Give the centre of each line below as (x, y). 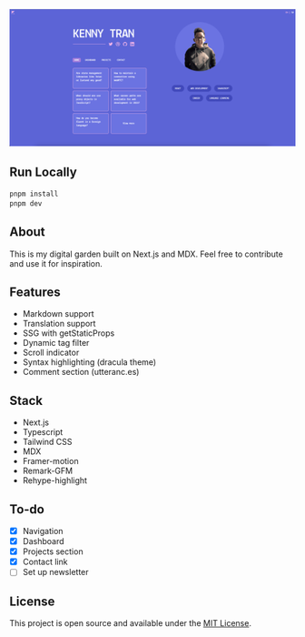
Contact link (45, 562)
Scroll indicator (51, 353)
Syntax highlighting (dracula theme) (89, 362)
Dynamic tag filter (56, 343)
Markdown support (58, 314)
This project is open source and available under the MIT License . (131, 623)
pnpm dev (26, 203)
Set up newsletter (55, 572)
